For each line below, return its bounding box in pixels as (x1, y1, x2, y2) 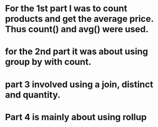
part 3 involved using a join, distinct (5, 79, 153, 90)
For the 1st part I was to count (5, 3, 127, 14)
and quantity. (5, 89, 61, 100)
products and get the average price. (5, 13, 154, 24)
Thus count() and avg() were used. (5, 24, 149, 35)
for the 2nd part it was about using (5, 46, 148, 57)
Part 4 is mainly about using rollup (5, 111, 147, 123)
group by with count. (5, 57, 91, 67)
